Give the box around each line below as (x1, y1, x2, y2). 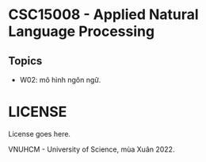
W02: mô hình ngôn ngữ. (19, 75, 101, 84)
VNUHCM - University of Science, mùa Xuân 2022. (8, 145, 175, 154)
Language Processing (8, 22, 155, 40)
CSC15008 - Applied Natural (8, 6, 200, 24)
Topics (8, 54, 43, 67)
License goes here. (8, 129, 71, 138)
